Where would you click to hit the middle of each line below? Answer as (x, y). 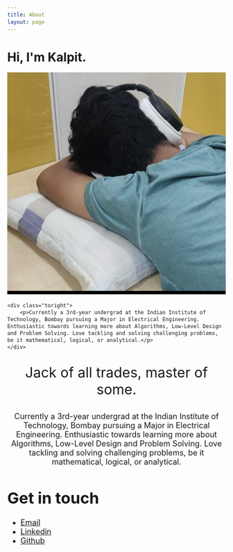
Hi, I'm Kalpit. (47, 57)
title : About (26, 15)
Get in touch (53, 498)
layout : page (26, 22)
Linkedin (36, 532)
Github (33, 541)
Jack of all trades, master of (116, 373)
